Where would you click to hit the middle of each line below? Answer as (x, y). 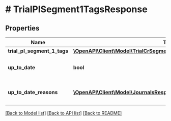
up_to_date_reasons (33, 92)
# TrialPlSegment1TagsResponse (76, 9)
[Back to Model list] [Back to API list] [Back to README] (64, 113)
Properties (22, 28)
